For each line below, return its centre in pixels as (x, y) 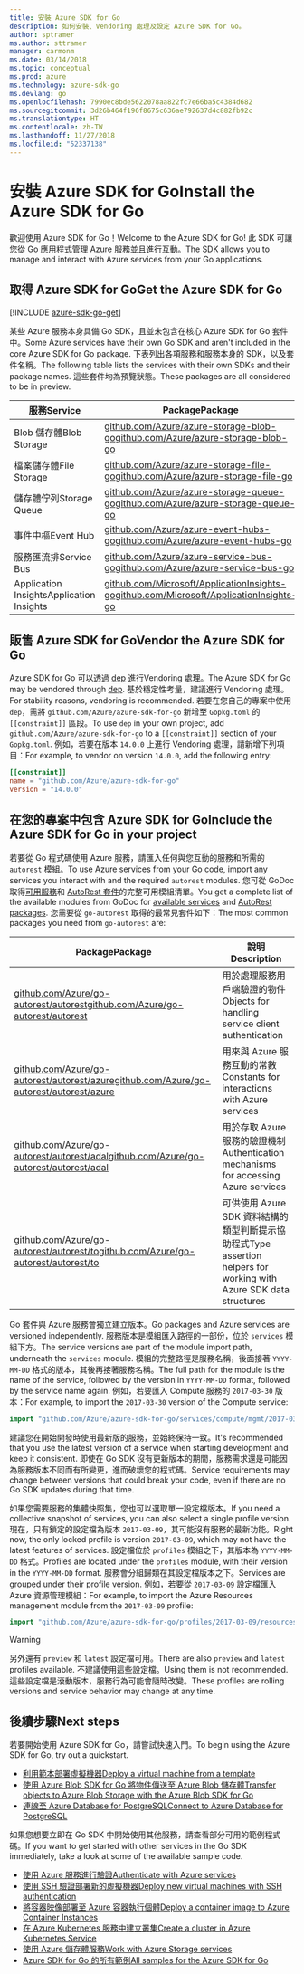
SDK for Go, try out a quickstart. (69, 1755)
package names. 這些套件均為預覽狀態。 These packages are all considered (150, 376)
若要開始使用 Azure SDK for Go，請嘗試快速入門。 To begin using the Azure (150, 1745)
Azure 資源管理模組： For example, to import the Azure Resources (131, 1595)
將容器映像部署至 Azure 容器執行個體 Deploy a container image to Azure (156, 1907)
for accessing (251, 1175)
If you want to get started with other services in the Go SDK (136, 1846)
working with (250, 1278)
